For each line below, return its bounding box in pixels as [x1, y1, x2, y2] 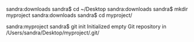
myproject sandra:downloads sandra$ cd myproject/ [6, 12, 133, 19]
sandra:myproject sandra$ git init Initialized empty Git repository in [6, 23, 167, 30]
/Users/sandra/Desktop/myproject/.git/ [6, 29, 99, 36]
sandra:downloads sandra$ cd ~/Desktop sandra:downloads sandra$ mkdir [6, 6, 188, 12]
